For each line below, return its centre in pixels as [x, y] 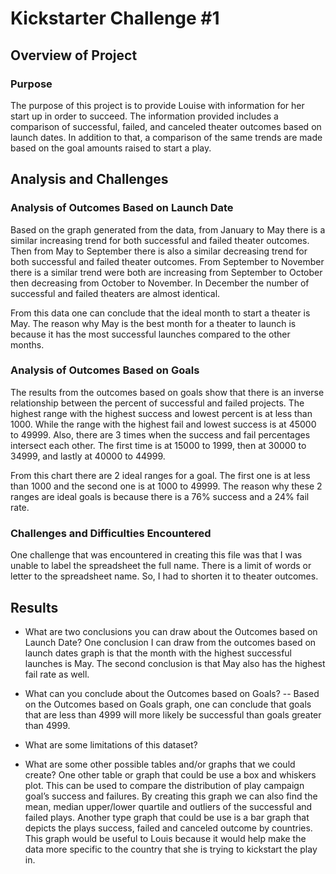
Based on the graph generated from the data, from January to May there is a [168, 229]
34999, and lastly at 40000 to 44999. [88, 456]
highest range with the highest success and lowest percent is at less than [161, 413]
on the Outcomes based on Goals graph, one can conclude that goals [168, 704]
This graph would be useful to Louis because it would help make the [165, 838]
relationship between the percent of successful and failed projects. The [157, 403]
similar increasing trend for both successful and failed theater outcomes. [160, 240]
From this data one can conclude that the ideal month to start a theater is [160, 313]
